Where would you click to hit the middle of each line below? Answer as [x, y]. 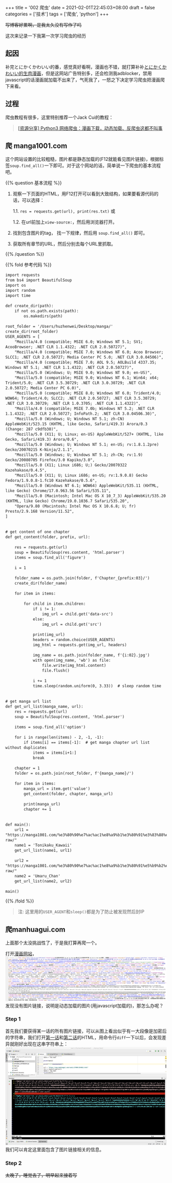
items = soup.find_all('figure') [50, 558]
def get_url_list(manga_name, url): [44, 707]
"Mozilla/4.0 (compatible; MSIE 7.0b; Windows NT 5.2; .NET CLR [84, 409]
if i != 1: [44, 609]
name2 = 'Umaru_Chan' [37, 876]
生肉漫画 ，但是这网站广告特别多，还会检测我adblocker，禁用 [87, 73]
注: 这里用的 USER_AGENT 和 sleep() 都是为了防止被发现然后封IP [81, 912]
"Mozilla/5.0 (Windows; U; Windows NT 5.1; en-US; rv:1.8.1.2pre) [87, 445]
